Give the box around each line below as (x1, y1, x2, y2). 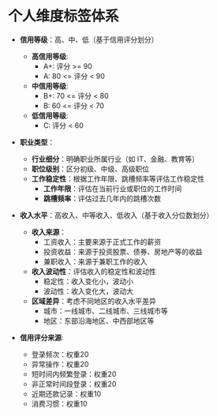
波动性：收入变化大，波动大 (43, 286, 134, 296)
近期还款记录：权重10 (31, 388, 102, 399)
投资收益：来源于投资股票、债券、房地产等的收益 (43, 246, 203, 257)
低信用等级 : (31, 111, 69, 120)
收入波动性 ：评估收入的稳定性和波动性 (31, 266, 156, 276)
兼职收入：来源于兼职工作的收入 (43, 257, 148, 266)
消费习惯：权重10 (31, 399, 88, 408)
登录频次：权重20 (31, 349, 89, 359)
